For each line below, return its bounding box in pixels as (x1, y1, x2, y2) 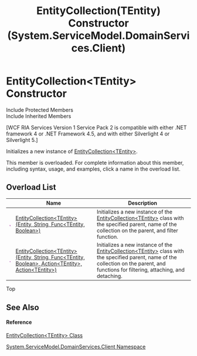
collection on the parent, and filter (96, 227, 178, 234)
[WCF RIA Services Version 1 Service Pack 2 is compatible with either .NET (6, 124, 187, 131)
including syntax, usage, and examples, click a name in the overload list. (6, 165, 181, 172)
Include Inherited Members (6, 113, 72, 120)
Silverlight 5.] (6, 136, 38, 143)
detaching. (96, 272, 123, 279)
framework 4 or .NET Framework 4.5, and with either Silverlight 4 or (6, 130, 170, 137)
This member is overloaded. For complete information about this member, (6, 159, 184, 166)
